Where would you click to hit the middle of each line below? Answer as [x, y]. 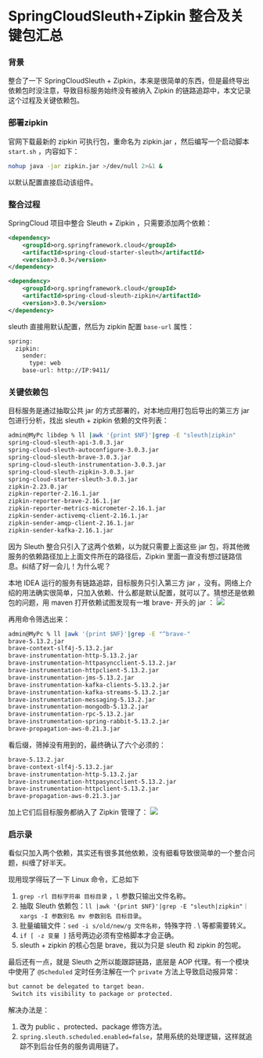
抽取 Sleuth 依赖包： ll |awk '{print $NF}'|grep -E [103, 906]
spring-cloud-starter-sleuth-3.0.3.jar [73, 479]
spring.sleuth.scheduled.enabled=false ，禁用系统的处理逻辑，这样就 [132, 1037]
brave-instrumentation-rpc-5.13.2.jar [71, 714]
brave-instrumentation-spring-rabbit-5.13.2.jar [89, 722]
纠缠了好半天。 [46, 863]
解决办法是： [29, 1010]
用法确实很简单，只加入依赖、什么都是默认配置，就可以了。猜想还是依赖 [138, 592]
